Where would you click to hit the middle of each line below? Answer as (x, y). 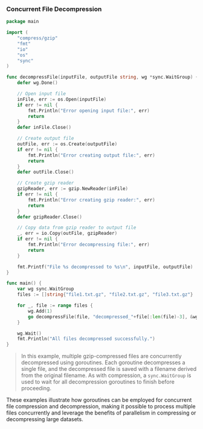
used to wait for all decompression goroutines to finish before (98, 382)
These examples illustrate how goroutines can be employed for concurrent (99, 400)
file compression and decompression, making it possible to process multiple (101, 407)
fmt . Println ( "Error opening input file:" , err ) (89, 111)
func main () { (24, 283)
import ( (17, 33)
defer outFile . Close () (46, 172)
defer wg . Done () (38, 83)
